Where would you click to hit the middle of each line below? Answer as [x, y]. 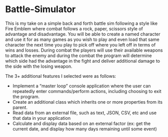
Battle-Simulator [40, 9]
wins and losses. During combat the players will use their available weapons [84, 50]
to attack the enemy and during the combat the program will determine [78, 55]
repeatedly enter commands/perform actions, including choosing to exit [87, 91]
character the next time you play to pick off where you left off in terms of [80, 44]
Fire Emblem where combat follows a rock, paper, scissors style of [74, 28]
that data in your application [41, 118]
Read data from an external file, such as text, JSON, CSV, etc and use [85, 113]
